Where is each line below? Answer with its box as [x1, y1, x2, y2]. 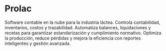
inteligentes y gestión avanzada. [4, 40, 71, 46]
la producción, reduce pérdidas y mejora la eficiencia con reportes [4, 35, 141, 41]
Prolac [4, 3, 32, 14]
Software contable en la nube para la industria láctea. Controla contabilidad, [4, 19, 161, 25]
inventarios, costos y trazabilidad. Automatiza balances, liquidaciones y [4, 24, 151, 30]
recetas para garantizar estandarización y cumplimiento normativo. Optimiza [4, 30, 162, 36]
